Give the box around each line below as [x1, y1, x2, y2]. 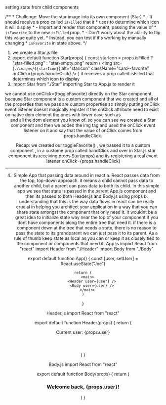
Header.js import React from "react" [46, 310, 120, 316]
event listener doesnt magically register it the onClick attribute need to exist [5, 106, 159, 112]
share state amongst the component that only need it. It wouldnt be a [16, 209, 157, 215]
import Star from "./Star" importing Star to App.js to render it [12, 81, 135, 87]
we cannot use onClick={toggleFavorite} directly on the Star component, [5, 91, 153, 96]
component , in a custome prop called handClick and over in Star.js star [10, 148, 156, 153]
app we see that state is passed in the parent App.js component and [17, 188, 157, 194]
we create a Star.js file [12, 49, 58, 55]
